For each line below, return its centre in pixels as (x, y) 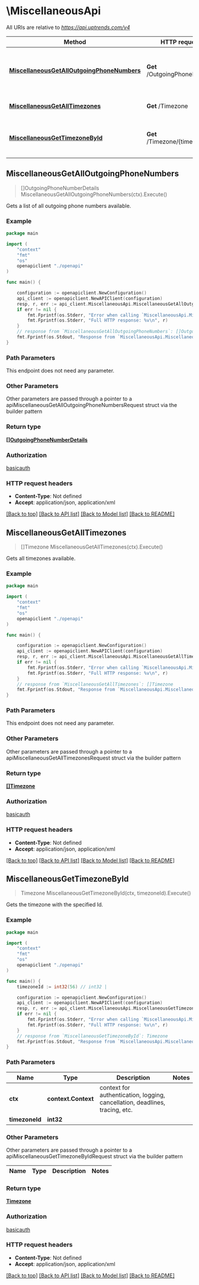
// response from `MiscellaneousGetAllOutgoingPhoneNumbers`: (95, 332)
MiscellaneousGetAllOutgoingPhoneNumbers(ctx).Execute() (94, 194)
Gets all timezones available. (41, 559)
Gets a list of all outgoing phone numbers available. (69, 206)
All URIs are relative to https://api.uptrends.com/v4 (68, 27)
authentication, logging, (132, 1095)
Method (75, 41)
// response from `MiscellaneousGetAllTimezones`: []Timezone (95, 684)
